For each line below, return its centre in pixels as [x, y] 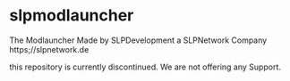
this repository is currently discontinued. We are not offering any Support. [145, 67]
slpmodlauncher [72, 16]
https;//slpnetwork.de [49, 49]
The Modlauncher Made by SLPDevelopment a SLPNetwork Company [138, 40]
